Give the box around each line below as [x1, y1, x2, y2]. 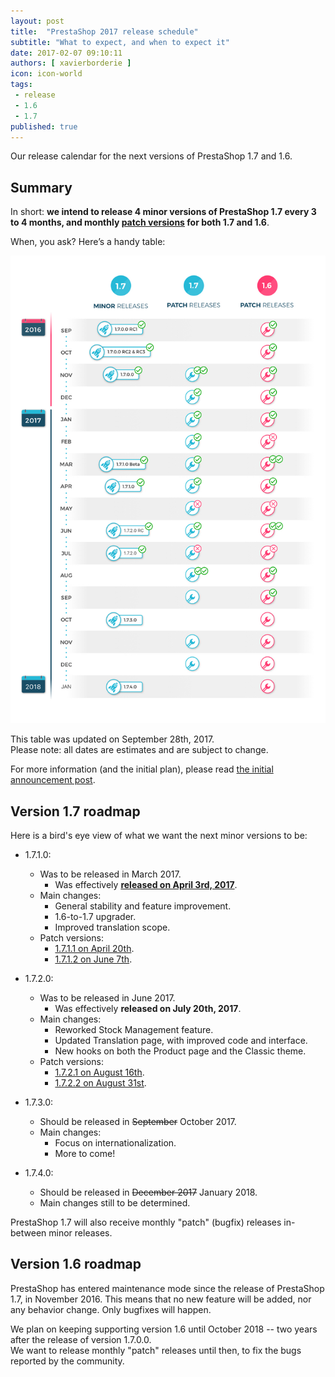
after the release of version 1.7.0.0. [10, 1333, 152, 1345]
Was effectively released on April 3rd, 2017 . [54, 878, 238, 890]
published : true [10, 121, 78, 132]
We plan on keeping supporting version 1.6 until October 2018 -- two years [10, 1323, 318, 1335]
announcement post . [10, 774, 96, 786]
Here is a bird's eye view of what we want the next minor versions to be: [10, 829, 308, 841]
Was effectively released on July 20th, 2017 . [54, 1002, 242, 1014]
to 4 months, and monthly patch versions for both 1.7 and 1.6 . [10, 216, 270, 229]
